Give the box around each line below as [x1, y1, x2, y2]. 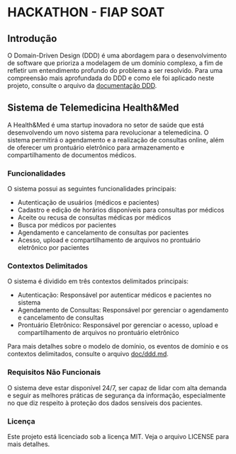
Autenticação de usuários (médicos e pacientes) [17, 198, 159, 207]
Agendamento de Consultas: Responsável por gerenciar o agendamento [17, 306, 229, 314]
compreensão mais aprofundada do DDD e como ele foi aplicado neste [7, 74, 215, 82]
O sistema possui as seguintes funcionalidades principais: [7, 185, 177, 193]
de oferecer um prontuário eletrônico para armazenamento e [7, 143, 185, 152]
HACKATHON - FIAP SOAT [7, 4, 165, 21]
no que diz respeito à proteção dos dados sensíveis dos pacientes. [7, 398, 203, 407]
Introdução [7, 33, 57, 45]
